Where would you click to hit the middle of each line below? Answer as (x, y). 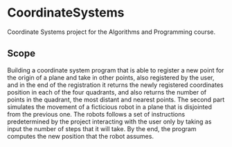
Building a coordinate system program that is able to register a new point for (116, 70)
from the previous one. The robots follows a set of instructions (96, 114)
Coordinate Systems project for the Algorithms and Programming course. (111, 32)
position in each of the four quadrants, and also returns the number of (107, 92)
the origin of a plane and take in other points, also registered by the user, (111, 77)
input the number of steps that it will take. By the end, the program (102, 128)
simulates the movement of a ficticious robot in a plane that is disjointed (110, 107)
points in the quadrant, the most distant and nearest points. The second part (116, 99)
